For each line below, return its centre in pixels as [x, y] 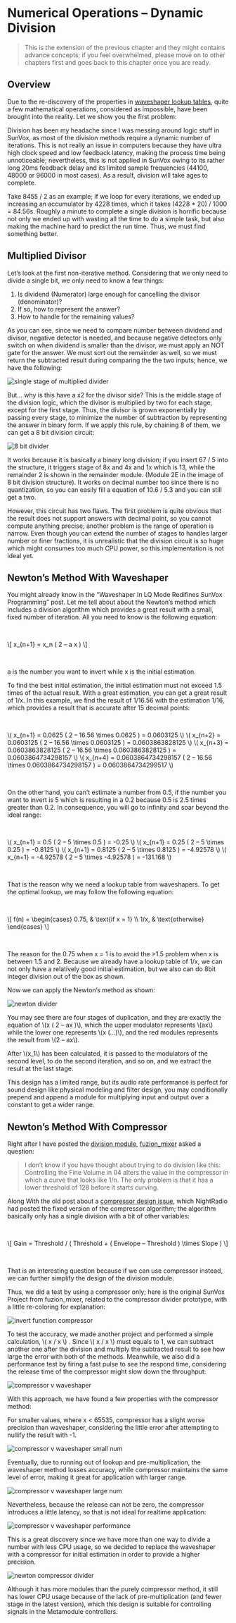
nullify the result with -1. [42, 1435]
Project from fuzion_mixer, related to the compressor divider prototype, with [117, 1300]
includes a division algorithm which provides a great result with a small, [111, 610]
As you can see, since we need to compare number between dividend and [115, 330]
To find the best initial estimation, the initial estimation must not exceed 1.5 [115, 686]
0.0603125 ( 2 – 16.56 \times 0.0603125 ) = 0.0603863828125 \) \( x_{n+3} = [118, 743]
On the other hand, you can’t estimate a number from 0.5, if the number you [117, 792]
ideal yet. [20, 555]
